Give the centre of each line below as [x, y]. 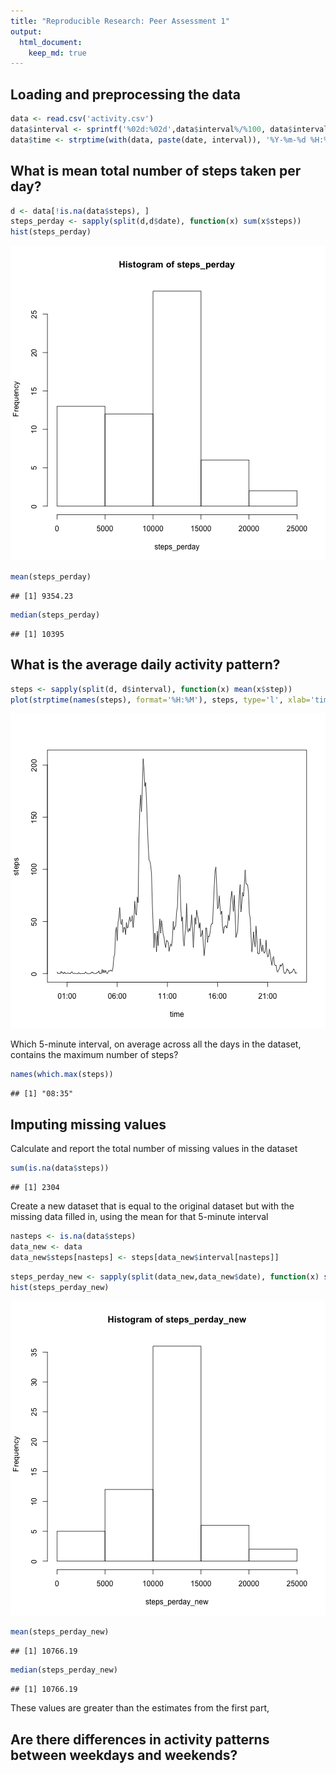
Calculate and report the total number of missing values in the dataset [154, 1149]
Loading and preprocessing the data [125, 94]
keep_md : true [57, 53]
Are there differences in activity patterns [140, 1739]
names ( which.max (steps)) [62, 1075]
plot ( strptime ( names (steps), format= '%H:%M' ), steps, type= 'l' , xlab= [160, 700]
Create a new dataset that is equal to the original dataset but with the [152, 1206]
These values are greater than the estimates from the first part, [140, 1708]
